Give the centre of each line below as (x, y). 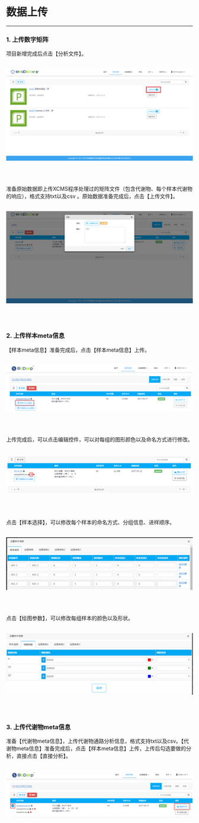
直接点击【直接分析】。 (44, 756)
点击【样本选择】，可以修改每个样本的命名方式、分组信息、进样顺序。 (90, 522)
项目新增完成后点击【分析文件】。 (46, 53)
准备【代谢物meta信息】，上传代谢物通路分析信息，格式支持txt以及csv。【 (95, 741)
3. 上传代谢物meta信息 (38, 727)
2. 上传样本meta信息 (36, 336)
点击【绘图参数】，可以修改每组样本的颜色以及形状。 (70, 618)
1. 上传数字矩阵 (28, 39)
